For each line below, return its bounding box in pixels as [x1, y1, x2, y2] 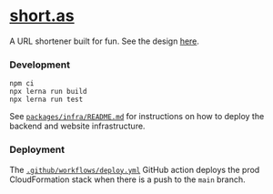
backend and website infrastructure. [9, 120, 146, 132]
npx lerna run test [9, 95, 84, 105]
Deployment [9, 143, 66, 156]
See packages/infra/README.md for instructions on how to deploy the [9, 111, 265, 122]
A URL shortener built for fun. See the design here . [9, 36, 200, 46]
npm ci [9, 79, 35, 88]
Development [9, 58, 71, 71]
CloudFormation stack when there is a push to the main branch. [9, 174, 246, 185]
